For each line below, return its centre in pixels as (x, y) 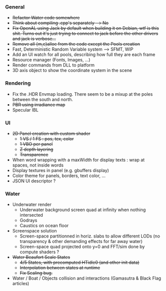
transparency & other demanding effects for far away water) (81, 241)
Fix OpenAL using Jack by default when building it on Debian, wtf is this (86, 28)
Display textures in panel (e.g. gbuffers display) (60, 170)
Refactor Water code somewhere (46, 18)
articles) (21, 284)
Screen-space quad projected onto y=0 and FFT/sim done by (82, 247)
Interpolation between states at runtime (60, 268)
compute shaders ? (39, 252)
